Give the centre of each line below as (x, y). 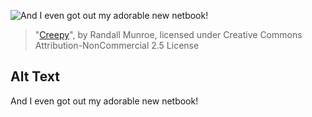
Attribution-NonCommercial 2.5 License (117, 45)
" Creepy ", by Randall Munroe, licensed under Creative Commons (168, 34)
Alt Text (35, 76)
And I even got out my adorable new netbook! (104, 101)
